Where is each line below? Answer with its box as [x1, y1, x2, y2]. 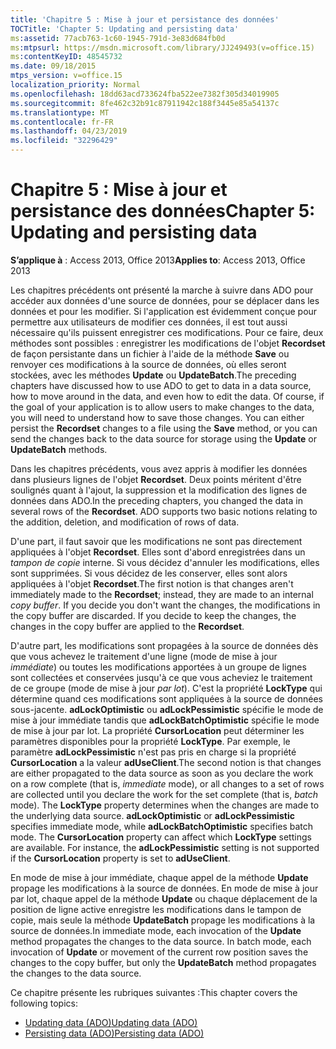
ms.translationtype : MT [10, 107, 110, 118]
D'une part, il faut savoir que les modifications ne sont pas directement [10, 535, 303, 547]
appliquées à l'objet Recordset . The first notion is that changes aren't [10, 577, 294, 590]
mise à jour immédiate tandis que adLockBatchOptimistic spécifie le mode [10, 714, 320, 726]
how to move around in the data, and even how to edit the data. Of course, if [10, 390, 325, 402]
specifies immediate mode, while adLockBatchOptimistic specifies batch [10, 820, 314, 832]
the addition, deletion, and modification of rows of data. [10, 516, 240, 528]
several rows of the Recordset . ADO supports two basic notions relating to [10, 505, 318, 517]
